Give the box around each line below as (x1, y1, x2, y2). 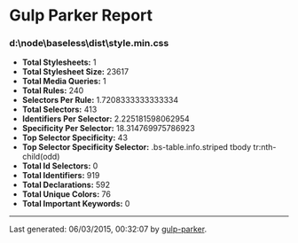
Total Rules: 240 (21, 85, 84, 96)
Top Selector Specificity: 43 (21, 132, 129, 143)
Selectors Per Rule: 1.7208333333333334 (21, 95, 179, 106)
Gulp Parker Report (9, 5, 153, 26)
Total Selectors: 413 (21, 104, 98, 115)
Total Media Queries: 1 (21, 76, 106, 87)
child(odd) (21, 152, 60, 162)
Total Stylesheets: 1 (21, 57, 97, 67)
